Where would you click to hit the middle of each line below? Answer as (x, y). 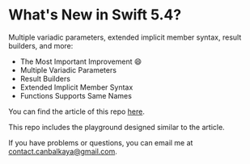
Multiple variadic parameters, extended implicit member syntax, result (125, 37)
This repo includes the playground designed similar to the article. (117, 127)
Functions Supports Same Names (76, 95)
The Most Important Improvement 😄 (81, 61)
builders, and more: (41, 45)
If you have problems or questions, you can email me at (101, 142)
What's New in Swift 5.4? (95, 15)
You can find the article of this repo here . (77, 111)
